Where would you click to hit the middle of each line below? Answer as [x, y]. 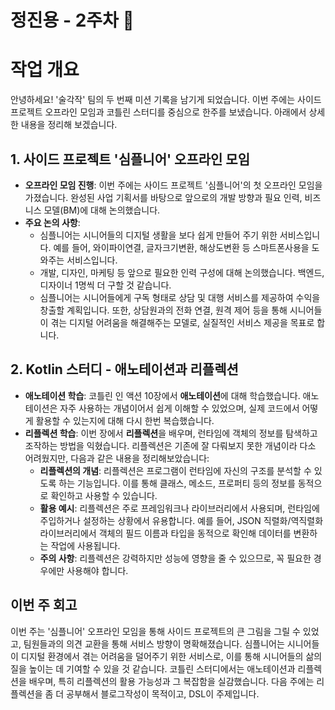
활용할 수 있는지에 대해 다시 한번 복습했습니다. [125, 420]
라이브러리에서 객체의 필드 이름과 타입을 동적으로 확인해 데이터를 [165, 533]
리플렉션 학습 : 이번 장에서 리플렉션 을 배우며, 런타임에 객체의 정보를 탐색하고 [171, 433]
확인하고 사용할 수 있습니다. [104, 495]
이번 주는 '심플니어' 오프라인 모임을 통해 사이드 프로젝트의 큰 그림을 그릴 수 [155, 631]
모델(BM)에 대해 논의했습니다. [102, 210]
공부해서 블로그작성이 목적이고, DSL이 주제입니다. [163, 693]
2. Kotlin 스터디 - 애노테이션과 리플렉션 [124, 369]
